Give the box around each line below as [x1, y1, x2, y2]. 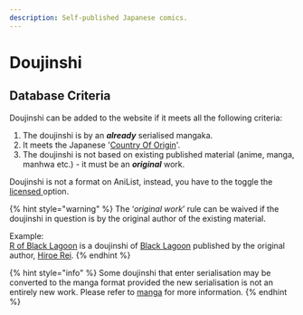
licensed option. [9, 186, 70, 196]
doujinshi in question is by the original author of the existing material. [9, 213, 267, 224]
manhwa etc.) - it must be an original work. [22, 158, 185, 169]
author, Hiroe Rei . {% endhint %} [9, 250, 131, 261]
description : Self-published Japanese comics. [9, 13, 188, 23]
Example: [9, 230, 44, 241]
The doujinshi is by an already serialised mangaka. [22, 129, 213, 140]
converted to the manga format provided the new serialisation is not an [9, 277, 274, 288]
